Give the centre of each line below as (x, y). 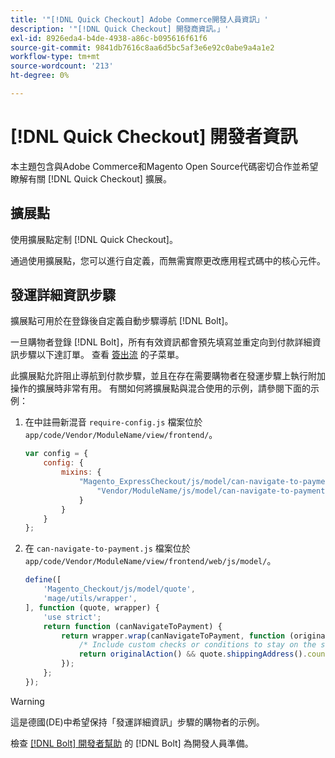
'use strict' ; (72, 617)
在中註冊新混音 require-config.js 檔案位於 (113, 422)
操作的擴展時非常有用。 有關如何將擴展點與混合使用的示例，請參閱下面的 (160, 388)
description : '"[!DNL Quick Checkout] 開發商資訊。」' (120, 29)
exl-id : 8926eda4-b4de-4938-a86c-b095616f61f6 (109, 38)
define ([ (43, 580)
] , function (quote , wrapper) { (92, 607)
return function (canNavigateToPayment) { (133, 626)
